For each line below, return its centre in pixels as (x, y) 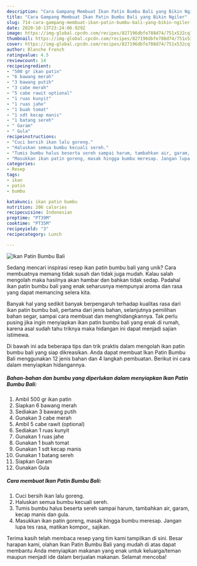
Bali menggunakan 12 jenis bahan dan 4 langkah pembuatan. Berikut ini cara (98, 358)
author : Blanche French (36, 50)
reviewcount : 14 (26, 60)
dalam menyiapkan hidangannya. (46, 365)
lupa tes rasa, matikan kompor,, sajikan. (63, 527)
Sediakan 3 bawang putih (46, 411)
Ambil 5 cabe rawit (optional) (50, 424)
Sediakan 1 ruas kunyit (42, 430)
